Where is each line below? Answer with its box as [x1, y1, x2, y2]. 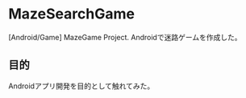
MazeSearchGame [8, 5, 136, 23]
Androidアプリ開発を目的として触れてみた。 [8, 81, 155, 91]
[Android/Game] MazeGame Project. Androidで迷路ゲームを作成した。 [8, 32, 242, 42]
